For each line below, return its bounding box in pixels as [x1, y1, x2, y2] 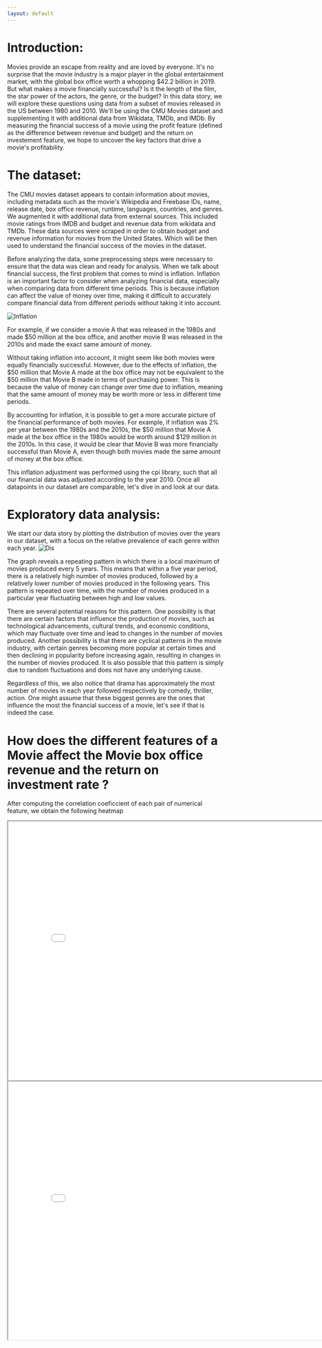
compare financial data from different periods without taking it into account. [7, 298, 222, 307]
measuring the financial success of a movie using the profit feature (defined [7, 121, 222, 130]
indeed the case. [7, 708, 55, 717]
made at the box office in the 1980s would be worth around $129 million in [7, 432, 217, 441]
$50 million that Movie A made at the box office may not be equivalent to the [7, 368, 224, 376]
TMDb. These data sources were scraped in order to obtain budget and [7, 227, 210, 235]
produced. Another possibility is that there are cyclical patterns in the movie [7, 637, 222, 645]
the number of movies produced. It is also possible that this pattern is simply [7, 659, 224, 667]
